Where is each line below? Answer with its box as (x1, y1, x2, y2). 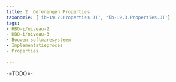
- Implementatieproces (6, 43, 63, 49)
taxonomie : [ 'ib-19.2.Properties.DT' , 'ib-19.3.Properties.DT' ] (6, 14, 171, 20)
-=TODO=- (6, 70, 33, 77)
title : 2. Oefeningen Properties (6, 8, 90, 15)
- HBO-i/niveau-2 (6, 25, 50, 32)
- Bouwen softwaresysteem (6, 37, 71, 43)
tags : (6, 20, 20, 26)
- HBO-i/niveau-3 (6, 31, 50, 37)
